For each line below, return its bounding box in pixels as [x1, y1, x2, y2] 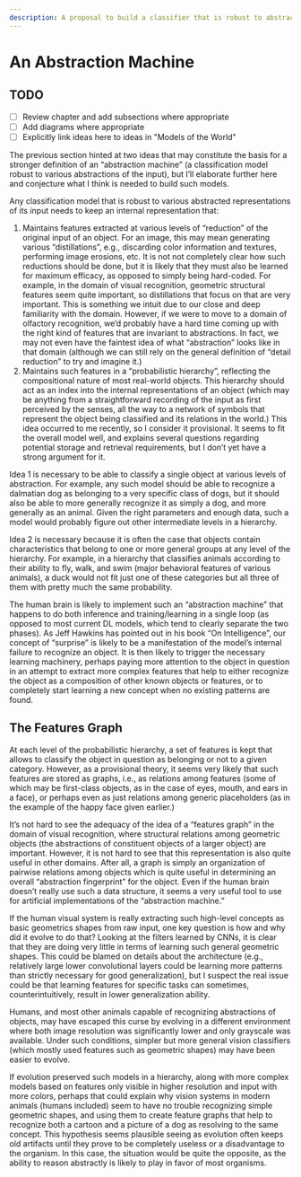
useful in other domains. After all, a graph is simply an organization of [9, 856, 266, 867]
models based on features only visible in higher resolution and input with [9, 1081, 278, 1092]
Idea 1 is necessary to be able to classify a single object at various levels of [9, 469, 287, 479]
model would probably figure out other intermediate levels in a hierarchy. [9, 516, 278, 527]
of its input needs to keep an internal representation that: [9, 205, 219, 215]
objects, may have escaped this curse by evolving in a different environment [9, 1015, 291, 1026]
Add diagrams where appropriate [21, 121, 145, 132]
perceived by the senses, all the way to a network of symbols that [21, 403, 266, 414]
